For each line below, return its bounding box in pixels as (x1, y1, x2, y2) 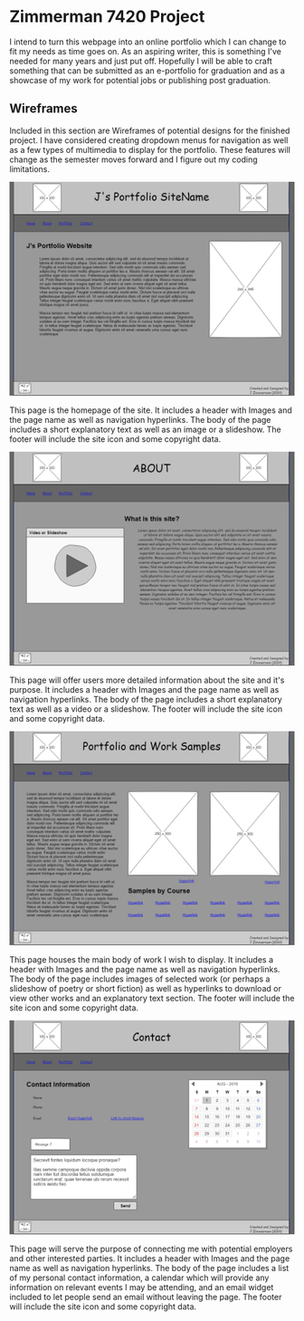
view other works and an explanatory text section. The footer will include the (9, 992, 295, 1003)
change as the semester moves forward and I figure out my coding (9, 154, 258, 165)
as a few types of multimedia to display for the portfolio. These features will (9, 144, 291, 155)
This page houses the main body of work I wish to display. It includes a (9, 953, 274, 965)
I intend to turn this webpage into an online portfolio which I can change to (9, 36, 287, 47)
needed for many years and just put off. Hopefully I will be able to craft (9, 55, 273, 66)
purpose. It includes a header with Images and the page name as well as (9, 684, 280, 694)
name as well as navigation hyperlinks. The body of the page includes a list (9, 1262, 290, 1273)
